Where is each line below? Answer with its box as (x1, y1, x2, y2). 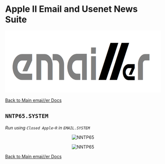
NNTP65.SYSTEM (5, 113, 48, 120)
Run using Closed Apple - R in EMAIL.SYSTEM (5, 124, 90, 130)
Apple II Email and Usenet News (5, 3, 138, 15)
